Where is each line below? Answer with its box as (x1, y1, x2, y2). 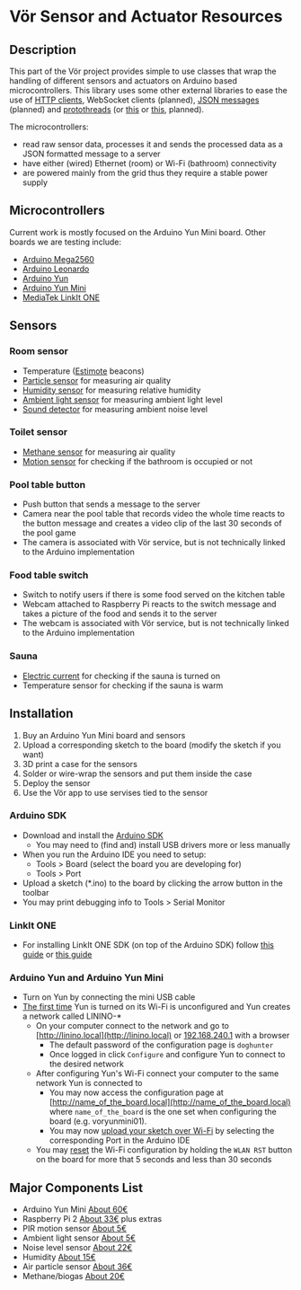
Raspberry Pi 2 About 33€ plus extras (22, 1214, 163, 1224)
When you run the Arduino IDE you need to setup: (22, 849, 207, 860)
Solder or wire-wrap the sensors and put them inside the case (22, 768, 252, 779)
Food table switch (9, 569, 89, 581)
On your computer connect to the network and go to (35, 1021, 229, 1031)
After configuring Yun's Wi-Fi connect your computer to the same (35, 1068, 279, 1079)
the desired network (49, 1058, 124, 1070)
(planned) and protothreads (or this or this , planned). (9, 104, 205, 114)
